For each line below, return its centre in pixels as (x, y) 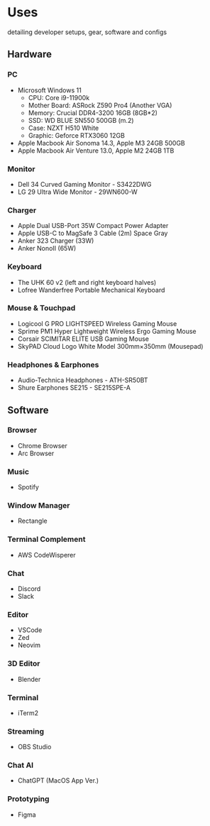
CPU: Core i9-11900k (59, 97)
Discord (29, 588)
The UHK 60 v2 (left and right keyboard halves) (87, 282)
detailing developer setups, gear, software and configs (87, 32)
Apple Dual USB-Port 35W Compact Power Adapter (93, 226)
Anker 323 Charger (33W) (56, 241)
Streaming (26, 731)
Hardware (29, 54)
